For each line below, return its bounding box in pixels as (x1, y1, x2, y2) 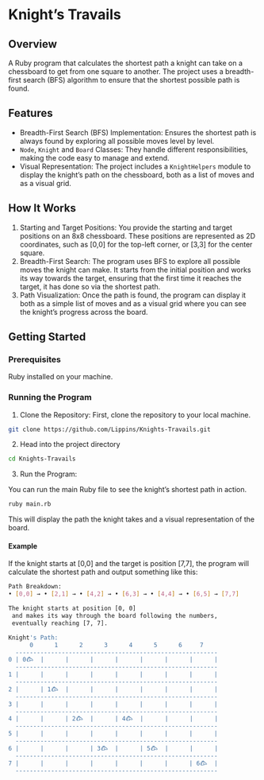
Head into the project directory (19, 440, 121, 449)
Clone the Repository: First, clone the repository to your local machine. (19, 409, 251, 419)
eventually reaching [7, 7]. (11, 619, 109, 627)
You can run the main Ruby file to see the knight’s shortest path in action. (8, 485, 247, 495)
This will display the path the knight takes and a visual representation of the (8, 514, 255, 524)
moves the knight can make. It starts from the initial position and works (19, 265, 251, 274)
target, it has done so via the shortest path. (19, 281, 161, 291)
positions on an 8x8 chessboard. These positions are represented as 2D (19, 231, 256, 240)
